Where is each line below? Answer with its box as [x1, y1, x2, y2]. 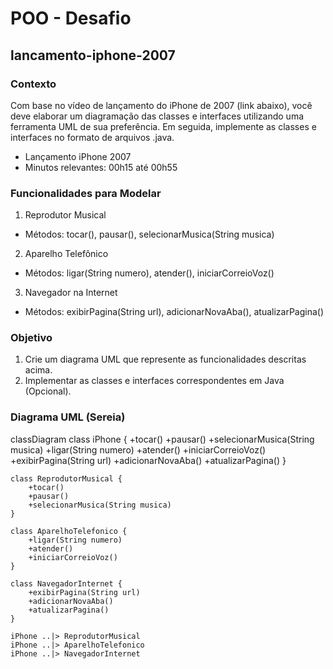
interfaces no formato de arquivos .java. [10, 131, 175, 143]
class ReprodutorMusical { [10, 473, 123, 484]
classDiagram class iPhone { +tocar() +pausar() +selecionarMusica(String [10, 433, 315, 445]
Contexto [10, 77, 57, 91]
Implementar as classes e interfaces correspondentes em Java [24, 375, 285, 387]
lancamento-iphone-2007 [10, 47, 176, 64]
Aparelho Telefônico [24, 248, 109, 260]
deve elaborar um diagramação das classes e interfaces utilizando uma [10, 110, 304, 122]
